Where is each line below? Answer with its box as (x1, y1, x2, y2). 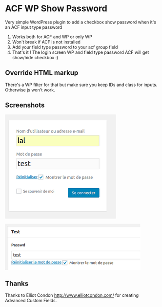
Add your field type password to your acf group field (12, 44, 118, 50)
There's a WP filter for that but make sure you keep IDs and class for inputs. (5, 82, 158, 88)
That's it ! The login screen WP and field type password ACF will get (12, 49, 149, 55)
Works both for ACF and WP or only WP (12, 34, 93, 40)
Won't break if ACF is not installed (12, 39, 81, 44)
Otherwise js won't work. (5, 87, 55, 93)
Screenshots (5, 101, 45, 110)
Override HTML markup (5, 69, 79, 77)
